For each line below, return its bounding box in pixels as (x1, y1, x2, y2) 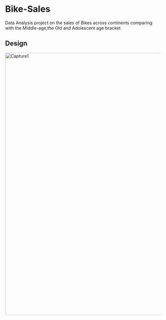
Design (5, 39, 28, 48)
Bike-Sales (5, 3, 51, 15)
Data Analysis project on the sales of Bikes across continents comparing (5, 20, 153, 26)
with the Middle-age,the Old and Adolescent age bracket (5, 25, 121, 31)
